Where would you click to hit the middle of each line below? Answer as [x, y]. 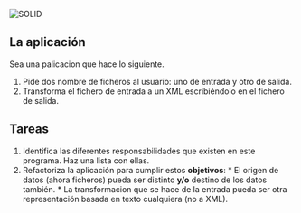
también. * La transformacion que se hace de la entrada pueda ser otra [155, 189]
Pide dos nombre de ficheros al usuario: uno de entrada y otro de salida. [157, 81]
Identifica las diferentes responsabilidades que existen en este [139, 151]
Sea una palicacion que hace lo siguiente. [87, 64]
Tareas [29, 130]
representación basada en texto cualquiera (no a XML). [125, 199]
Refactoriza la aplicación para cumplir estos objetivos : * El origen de [150, 170]
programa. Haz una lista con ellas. [86, 160]
